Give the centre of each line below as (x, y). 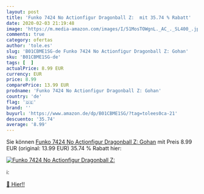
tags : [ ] (20, 62)
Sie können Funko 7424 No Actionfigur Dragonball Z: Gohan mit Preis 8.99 (99, 142)
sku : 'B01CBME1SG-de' (34, 57)
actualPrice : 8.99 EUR (35, 68)
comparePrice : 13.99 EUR (38, 85)
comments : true (25, 35)
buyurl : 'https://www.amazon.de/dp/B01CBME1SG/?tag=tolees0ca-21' (92, 113)
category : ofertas (29, 40)
